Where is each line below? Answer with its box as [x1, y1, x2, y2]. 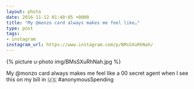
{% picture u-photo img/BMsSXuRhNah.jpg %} [6, 58, 121, 65]
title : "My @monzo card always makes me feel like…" [6, 20, 140, 26]
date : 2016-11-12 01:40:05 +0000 [6, 14, 90, 20]
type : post [6, 25, 33, 31]
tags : [6, 31, 20, 37]
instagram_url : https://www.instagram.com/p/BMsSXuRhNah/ [6, 42, 153, 48]
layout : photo [6, 8, 42, 15]
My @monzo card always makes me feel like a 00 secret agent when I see [6, 69, 189, 77]
